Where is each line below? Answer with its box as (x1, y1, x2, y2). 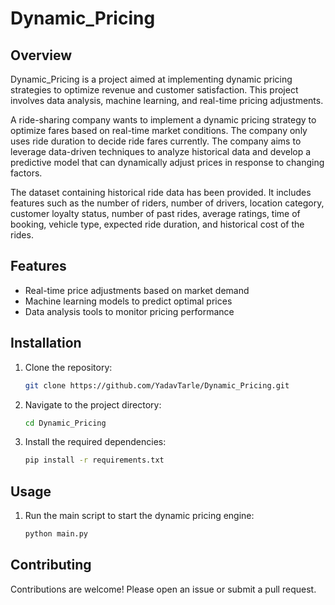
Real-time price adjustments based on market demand (24, 284, 250, 296)
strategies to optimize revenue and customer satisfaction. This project (10, 84, 299, 96)
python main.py (24, 529, 89, 539)
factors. (10, 167, 43, 179)
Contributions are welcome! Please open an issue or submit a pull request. (10, 583, 317, 595)
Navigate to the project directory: (24, 398, 162, 411)
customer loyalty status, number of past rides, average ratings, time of (10, 208, 301, 219)
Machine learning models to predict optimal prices (24, 295, 233, 307)
